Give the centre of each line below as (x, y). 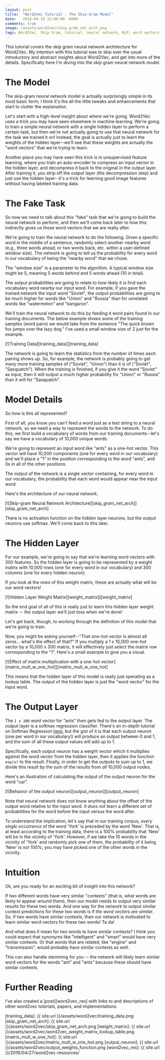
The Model (28, 83)
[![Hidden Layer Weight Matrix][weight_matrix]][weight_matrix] (69, 597)
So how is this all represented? (36, 413)
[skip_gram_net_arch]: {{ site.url (37, 1021)
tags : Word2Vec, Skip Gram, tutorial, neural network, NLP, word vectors (82, 33)
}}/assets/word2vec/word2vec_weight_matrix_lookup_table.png (70, 1031)
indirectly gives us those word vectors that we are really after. (68, 227)
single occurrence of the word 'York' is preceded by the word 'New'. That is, (82, 826)
